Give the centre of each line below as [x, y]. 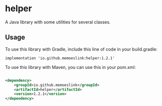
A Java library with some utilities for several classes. [58, 22]
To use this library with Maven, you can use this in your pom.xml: [70, 67]
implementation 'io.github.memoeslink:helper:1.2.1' [60, 58]
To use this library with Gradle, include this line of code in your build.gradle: [81, 49]
